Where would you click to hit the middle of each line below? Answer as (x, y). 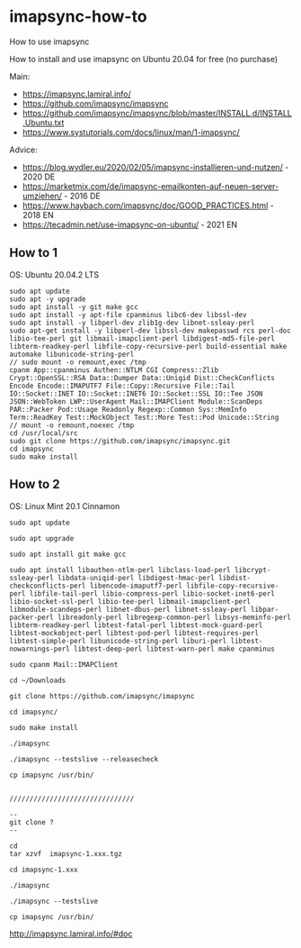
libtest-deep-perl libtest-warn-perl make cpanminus (174, 649)
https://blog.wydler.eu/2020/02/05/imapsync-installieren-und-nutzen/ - (155, 167)
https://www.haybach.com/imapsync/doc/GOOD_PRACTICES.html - (148, 205)
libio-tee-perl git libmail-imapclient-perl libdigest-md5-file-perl (142, 338)
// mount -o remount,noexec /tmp (72, 425)
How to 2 (35, 484)
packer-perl (31, 617)
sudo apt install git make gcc (68, 554)
